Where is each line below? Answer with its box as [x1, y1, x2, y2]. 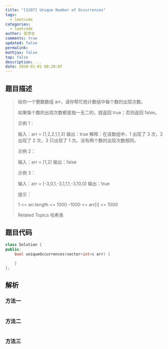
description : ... [5, 59, 42, 65]
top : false [5, 54, 29, 60]
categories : [5, 21, 31, 27]
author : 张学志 [5, 31, 35, 36]
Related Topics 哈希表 [17, 212, 64, 218]
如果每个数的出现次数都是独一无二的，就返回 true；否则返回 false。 [17, 109, 159, 115]
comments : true [5, 36, 38, 41]
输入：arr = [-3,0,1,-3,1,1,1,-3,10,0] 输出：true [17, 180, 110, 186]
